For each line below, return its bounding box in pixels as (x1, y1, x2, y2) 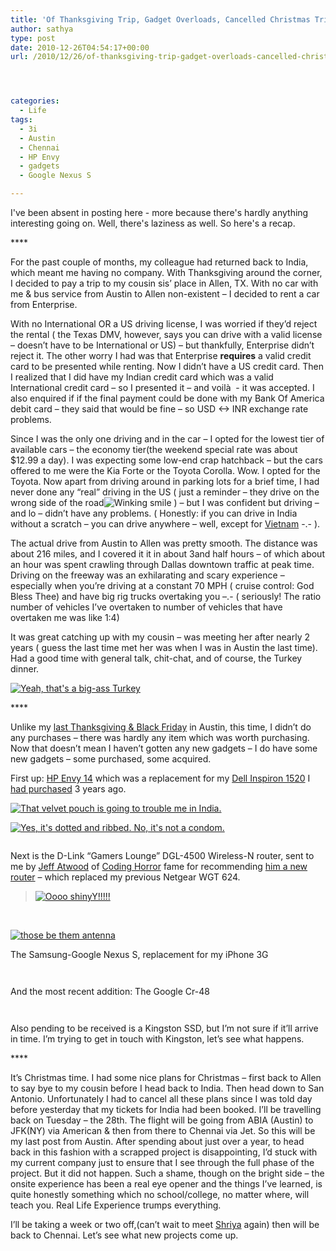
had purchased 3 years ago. (10, 783, 127, 795)
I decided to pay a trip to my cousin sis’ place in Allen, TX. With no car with (10, 277, 319, 289)
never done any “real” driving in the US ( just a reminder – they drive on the (10, 486, 320, 498)
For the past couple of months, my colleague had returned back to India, (10, 256, 309, 268)
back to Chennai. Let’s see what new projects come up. (10, 1229, 239, 1241)
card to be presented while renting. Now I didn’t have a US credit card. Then (10, 361, 325, 372)
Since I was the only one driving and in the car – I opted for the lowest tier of (10, 433, 325, 445)
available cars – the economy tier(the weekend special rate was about (10, 444, 298, 455)
